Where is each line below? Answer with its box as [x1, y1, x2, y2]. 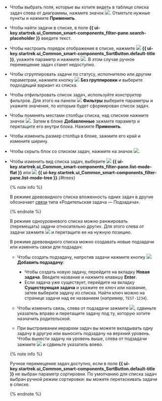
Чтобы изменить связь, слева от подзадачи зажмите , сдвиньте [17, 305, 157, 311]
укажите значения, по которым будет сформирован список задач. [9, 103, 150, 109]
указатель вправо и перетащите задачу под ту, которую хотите [17, 310, 151, 316]
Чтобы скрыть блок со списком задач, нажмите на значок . [9, 149, 140, 154]
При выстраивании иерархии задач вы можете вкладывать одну [17, 325, 153, 331]
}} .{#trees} [53, 175, 76, 181]
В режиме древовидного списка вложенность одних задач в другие [9, 194, 154, 200]
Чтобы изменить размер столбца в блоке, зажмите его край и [9, 133, 141, 139]
